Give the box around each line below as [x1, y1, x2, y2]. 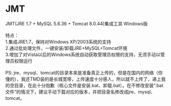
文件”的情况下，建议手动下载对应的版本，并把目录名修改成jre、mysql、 [5, 89, 156, 95]
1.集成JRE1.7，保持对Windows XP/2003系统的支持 [5, 39, 111, 45]
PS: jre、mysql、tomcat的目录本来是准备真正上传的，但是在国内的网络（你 [5, 69, 163, 75]
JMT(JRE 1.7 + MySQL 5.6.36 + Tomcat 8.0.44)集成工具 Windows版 [5, 20, 148, 26]
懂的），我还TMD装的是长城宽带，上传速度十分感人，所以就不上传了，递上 [5, 76, 161, 82]
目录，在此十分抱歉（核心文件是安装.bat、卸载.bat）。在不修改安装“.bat [14, 82, 164, 88]
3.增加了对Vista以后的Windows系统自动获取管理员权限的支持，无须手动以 [5, 51, 161, 58]
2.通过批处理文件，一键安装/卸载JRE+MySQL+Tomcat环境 [5, 45, 127, 51]
